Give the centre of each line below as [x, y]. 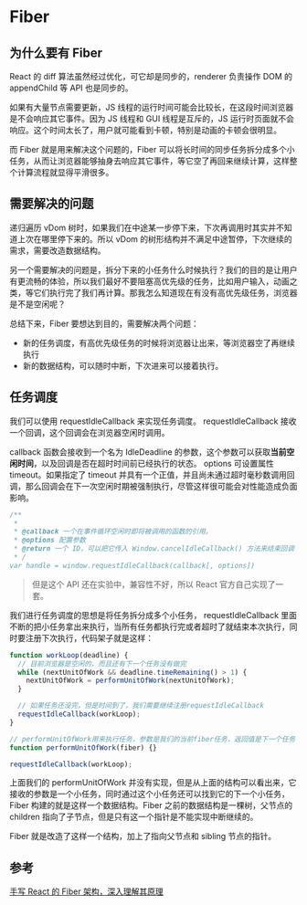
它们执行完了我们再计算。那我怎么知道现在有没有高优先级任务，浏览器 [165, 292]
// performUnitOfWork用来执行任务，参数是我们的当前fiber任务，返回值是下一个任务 [153, 739]
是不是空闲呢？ [37, 304]
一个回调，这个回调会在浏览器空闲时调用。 [90, 432]
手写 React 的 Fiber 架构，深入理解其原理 [86, 891]
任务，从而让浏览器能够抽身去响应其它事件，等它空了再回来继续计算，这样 [149, 161]
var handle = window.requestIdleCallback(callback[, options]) [132, 565]
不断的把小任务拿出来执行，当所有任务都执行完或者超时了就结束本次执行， [149, 626]
